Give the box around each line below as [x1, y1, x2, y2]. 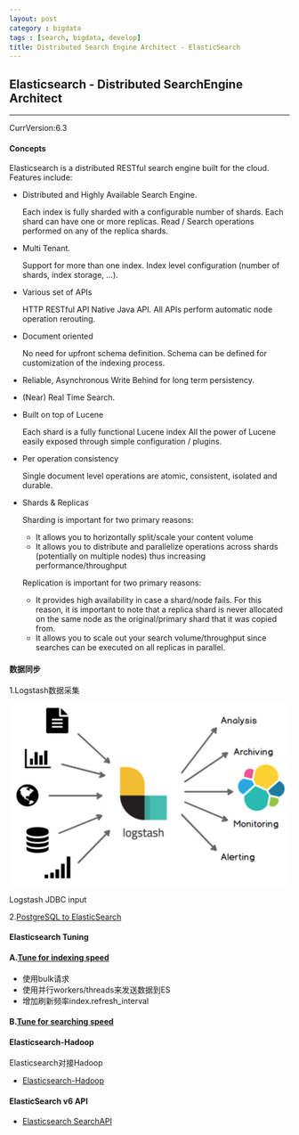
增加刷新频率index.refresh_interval [21, 995, 149, 1006]
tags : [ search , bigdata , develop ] [9, 33, 141, 42]
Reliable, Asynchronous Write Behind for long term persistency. [21, 375, 255, 386]
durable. [21, 480, 53, 491]
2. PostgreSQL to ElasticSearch [9, 911, 122, 922]
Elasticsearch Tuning [9, 932, 89, 943]
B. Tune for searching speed [9, 1017, 114, 1027]
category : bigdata [9, 23, 82, 33]
